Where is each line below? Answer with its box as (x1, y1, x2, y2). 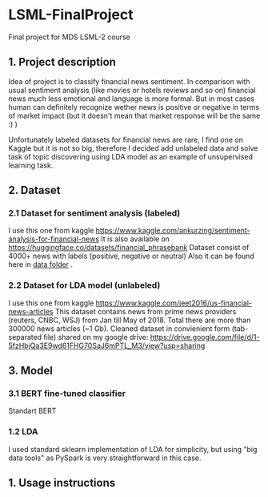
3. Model (8, 364, 54, 378)
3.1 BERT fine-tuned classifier (8, 388, 126, 399)
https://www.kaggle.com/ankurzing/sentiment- (95, 226, 250, 236)
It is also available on (101, 234, 170, 244)
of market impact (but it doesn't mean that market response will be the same (8, 111, 261, 120)
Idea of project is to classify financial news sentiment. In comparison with (8, 76, 250, 86)
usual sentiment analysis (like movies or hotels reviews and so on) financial (8, 85, 256, 95)
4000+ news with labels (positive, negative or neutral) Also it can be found (8, 251, 254, 261)
